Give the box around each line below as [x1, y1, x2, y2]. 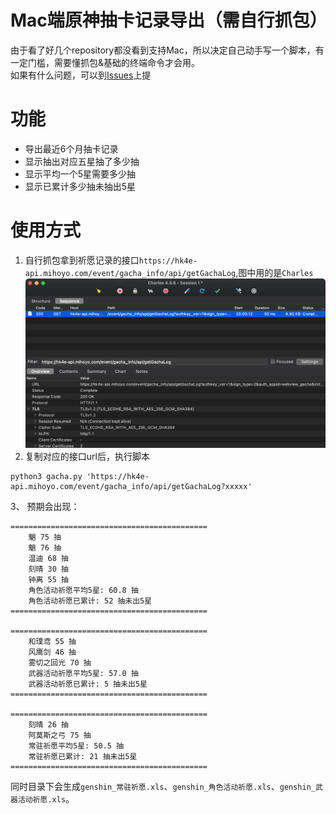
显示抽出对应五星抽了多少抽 [24, 155, 140, 167]
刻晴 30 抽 [28, 564, 69, 574]
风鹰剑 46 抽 [28, 647, 77, 657]
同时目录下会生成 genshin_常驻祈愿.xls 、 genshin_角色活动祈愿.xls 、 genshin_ [10, 780, 316, 792]
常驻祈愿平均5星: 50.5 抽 [28, 741, 125, 751]
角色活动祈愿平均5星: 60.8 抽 [28, 585, 139, 595]
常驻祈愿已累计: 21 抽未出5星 [28, 751, 138, 761]
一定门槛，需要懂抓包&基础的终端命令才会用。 [10, 56, 201, 68]
